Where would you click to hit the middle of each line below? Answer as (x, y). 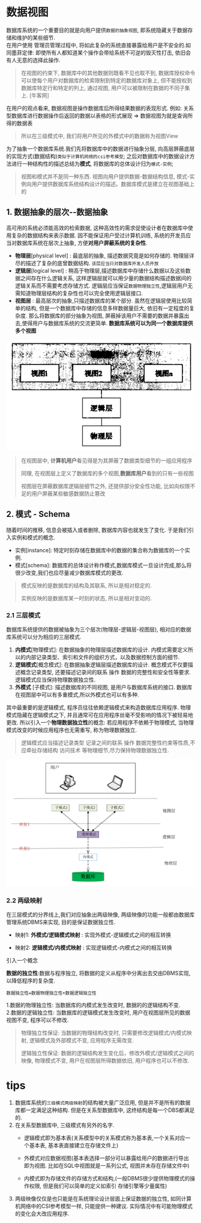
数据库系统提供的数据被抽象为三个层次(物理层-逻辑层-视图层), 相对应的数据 (99, 630)
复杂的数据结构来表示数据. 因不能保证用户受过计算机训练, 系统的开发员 (98, 235)
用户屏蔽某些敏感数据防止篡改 (68, 494)
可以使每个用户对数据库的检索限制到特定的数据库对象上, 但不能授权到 (106, 80)
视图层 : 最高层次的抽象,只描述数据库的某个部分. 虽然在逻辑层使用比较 (101, 300)
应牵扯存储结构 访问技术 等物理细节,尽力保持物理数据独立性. (95, 750)
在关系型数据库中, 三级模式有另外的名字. (64, 1125)
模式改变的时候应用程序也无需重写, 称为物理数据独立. (72, 730)
